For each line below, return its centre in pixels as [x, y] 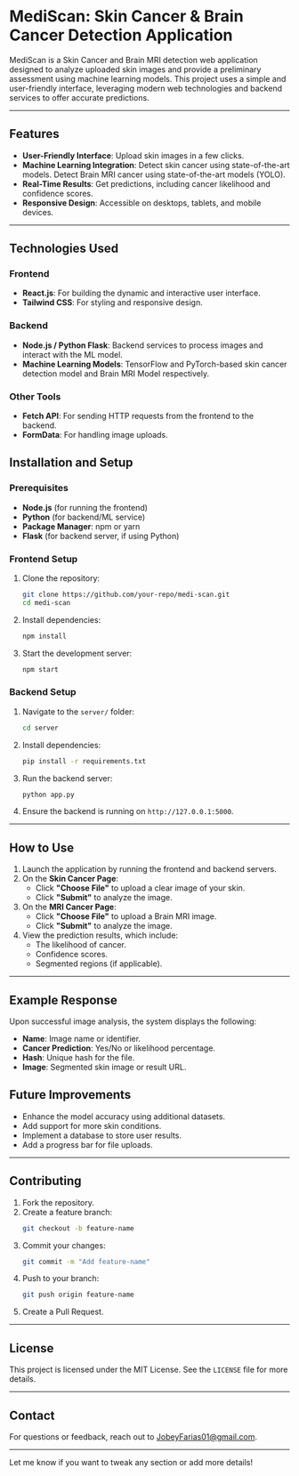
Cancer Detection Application [121, 35]
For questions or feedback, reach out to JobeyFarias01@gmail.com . [133, 1436]
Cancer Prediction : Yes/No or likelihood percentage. [119, 1048]
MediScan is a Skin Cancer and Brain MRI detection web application [133, 60]
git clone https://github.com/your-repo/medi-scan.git [126, 595]
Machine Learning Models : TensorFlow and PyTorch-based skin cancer [154, 364]
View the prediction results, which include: [100, 935]
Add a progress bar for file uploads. [87, 1144]
